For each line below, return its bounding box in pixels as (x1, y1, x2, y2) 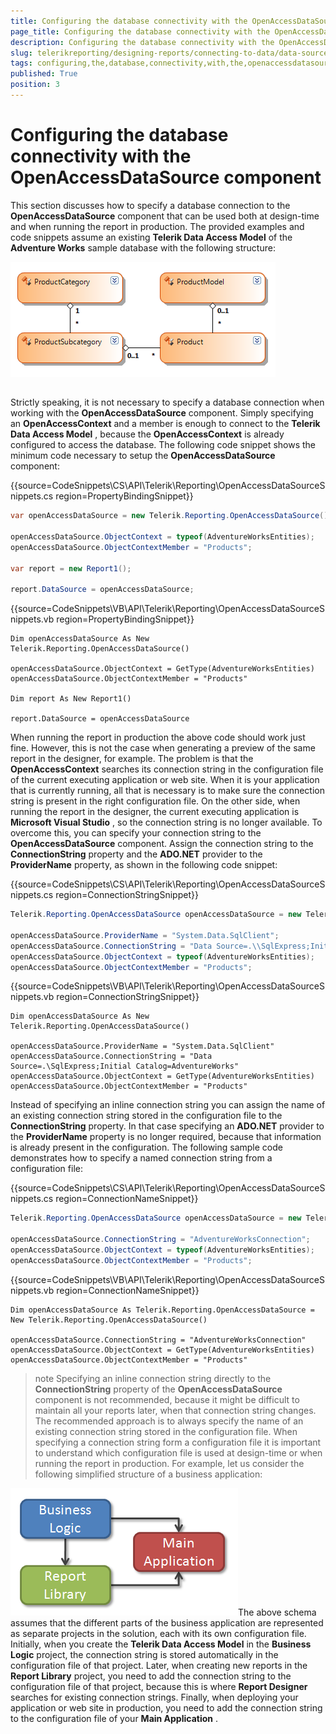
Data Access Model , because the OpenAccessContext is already (10, 428, 285, 440)
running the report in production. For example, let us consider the (34, 1457, 305, 1469)
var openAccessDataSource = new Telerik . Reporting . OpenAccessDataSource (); (10, 511, 333, 521)
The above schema (238, 1606, 317, 1618)
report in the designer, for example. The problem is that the (10, 753, 254, 765)
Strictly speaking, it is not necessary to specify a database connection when (10, 396, 325, 409)
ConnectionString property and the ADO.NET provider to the (10, 848, 263, 860)
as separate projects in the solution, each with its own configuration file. (10, 1627, 307, 1639)
